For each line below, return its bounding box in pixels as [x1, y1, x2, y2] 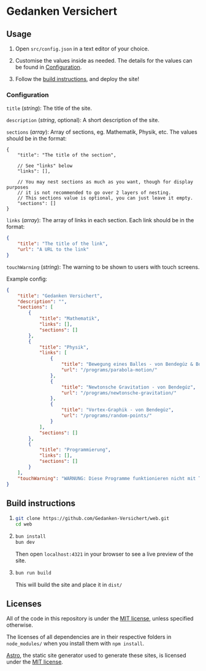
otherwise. [6, 621, 34, 629]
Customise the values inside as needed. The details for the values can [15, 57, 193, 64]
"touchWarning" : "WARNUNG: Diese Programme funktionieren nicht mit [17, 475, 196, 481]
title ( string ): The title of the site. [6, 104, 92, 112]
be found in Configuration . [15, 63, 82, 71]
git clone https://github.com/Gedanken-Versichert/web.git [15, 516, 170, 522]
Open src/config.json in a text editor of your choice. [15, 45, 150, 52]
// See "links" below [17, 163, 72, 169]
